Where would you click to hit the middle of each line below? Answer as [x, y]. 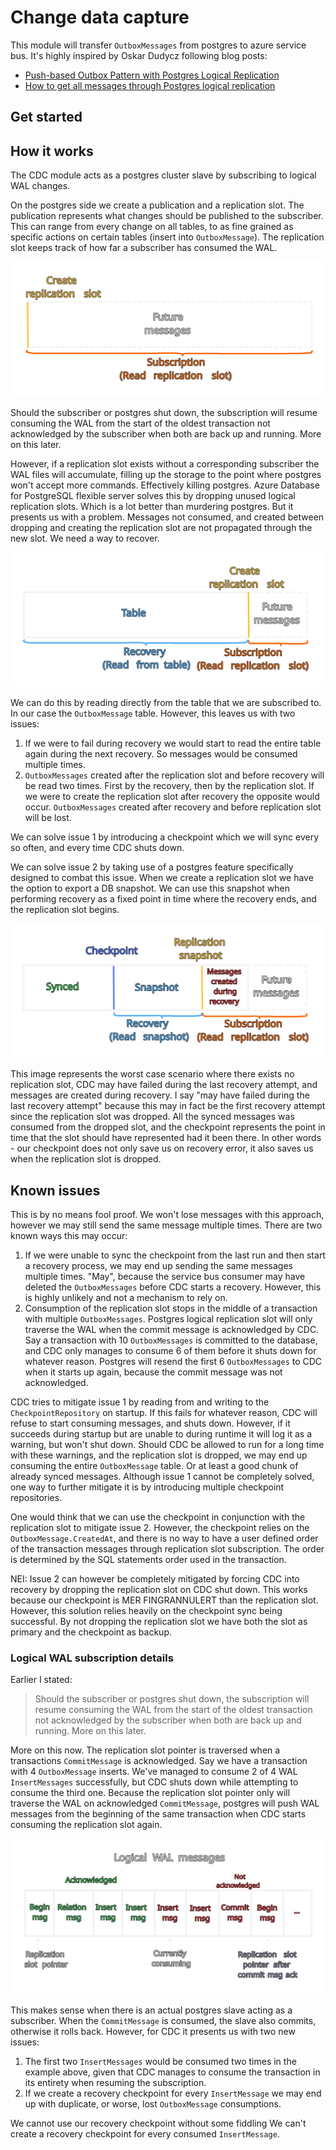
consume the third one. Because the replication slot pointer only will [150, 1793]
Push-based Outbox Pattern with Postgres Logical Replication [152, 75]
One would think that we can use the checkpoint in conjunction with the [158, 1517]
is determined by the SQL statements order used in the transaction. [148, 1560]
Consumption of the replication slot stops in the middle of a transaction [171, 1308]
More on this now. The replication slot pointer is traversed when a [145, 1750]
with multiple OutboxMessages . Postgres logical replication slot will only [168, 1319]
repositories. [36, 1498]
